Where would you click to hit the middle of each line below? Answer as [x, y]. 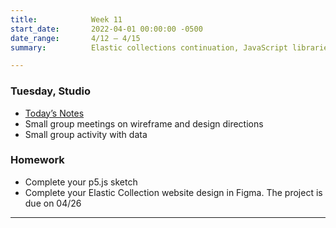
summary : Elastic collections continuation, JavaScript [149, 47]
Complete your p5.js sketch [81, 182]
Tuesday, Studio [51, 91]
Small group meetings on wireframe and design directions [144, 123]
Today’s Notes [54, 113]
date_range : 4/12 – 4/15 [75, 38]
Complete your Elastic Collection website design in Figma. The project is [173, 192]
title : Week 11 [66, 19]
